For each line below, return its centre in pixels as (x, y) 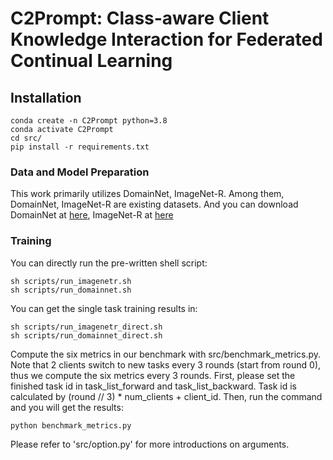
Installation (46, 97)
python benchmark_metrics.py (71, 425)
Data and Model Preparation (80, 172)
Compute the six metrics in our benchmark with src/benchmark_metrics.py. (166, 354)
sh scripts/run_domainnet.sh (71, 290)
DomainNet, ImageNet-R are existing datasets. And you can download (154, 204)
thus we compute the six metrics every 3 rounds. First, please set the (153, 375)
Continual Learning (91, 61)
